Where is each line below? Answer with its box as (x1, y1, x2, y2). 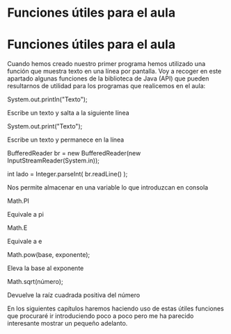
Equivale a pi (7, 210, 44, 219)
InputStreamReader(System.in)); (7, 156, 99, 165)
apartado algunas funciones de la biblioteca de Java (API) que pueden (7, 74, 209, 83)
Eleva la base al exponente (7, 264, 84, 272)
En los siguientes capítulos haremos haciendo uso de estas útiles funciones (7, 304, 224, 313)
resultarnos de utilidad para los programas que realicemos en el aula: (7, 82, 206, 90)
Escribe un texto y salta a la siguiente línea (7, 109, 130, 117)
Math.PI (7, 197, 30, 206)
